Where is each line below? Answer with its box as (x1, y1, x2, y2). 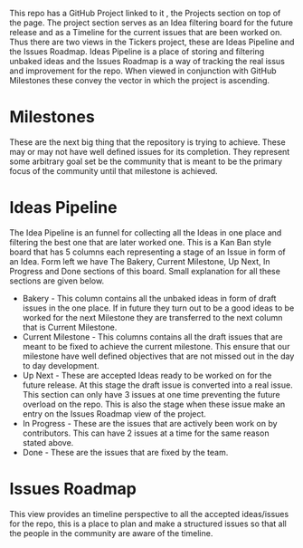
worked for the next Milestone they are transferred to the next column (22, 312, 283, 322)
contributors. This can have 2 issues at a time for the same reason (22, 428, 270, 438)
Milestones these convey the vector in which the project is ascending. (9, 75, 270, 85)
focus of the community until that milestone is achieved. (9, 165, 219, 176)
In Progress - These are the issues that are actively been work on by (22, 418, 278, 428)
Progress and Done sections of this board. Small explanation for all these (9, 265, 280, 276)
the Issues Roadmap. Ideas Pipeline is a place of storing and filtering (9, 46, 265, 57)
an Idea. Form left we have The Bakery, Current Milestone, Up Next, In (9, 255, 270, 266)
